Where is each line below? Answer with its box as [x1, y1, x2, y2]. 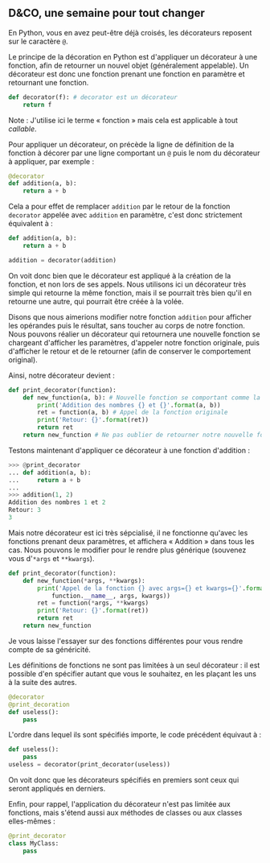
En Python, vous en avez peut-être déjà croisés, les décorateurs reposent [8, 27, 252, 37]
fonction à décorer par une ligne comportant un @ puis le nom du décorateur [8, 148, 260, 158]
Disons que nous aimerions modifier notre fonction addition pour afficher [8, 312, 252, 321]
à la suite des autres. [8, 677, 77, 687]
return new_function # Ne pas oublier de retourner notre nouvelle [22, 431, 253, 440]
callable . [8, 124, 38, 134]
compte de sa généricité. [8, 644, 91, 654]
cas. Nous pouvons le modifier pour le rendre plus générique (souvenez [8, 545, 247, 555]
